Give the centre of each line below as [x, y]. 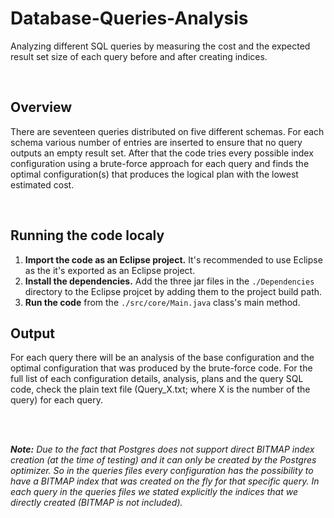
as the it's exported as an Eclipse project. [110, 270]
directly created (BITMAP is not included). [96, 503]
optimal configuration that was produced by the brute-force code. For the [161, 368]
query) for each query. [56, 400]
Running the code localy [87, 235]
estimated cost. [42, 184]
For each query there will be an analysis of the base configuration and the [162, 358]
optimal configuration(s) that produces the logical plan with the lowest [154, 174]
